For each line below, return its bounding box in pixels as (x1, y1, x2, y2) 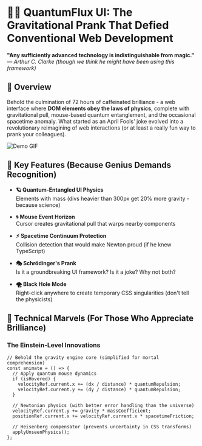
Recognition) (7, 170, 57, 180)
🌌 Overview (7, 82, 52, 92)
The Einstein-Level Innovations (7, 341, 101, 349)
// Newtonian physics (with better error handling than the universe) (12, 403, 195, 409)
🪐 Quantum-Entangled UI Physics (15, 186, 104, 193)
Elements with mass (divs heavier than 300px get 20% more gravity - (15, 195, 190, 202)
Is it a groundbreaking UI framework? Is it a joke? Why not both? (15, 268, 176, 276)
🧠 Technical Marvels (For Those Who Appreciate (7, 313, 194, 323)
